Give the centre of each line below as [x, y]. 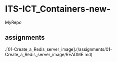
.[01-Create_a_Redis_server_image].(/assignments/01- [58, 49]
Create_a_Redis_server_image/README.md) [49, 54]
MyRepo [13, 22]
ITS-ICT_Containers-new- [58, 9]
